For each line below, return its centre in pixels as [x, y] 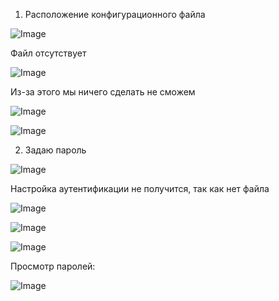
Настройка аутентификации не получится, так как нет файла [140, 188]
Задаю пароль [55, 150]
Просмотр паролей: [53, 266]
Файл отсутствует [48, 53]
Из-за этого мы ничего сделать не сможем [103, 92]
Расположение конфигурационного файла [115, 14]
